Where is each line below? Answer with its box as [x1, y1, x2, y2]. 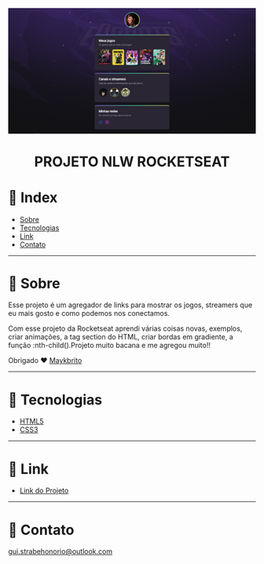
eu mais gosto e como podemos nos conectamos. [8, 309, 170, 318]
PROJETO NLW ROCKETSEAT [34, 152, 230, 170]
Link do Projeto [19, 486, 69, 496]
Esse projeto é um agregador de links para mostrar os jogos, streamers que [8, 300, 253, 309]
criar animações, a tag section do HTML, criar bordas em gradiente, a [8, 332, 233, 342]
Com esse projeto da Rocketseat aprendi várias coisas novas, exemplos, [8, 324, 243, 333]
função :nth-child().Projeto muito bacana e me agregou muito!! [8, 341, 211, 350]
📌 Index [8, 189, 58, 207]
